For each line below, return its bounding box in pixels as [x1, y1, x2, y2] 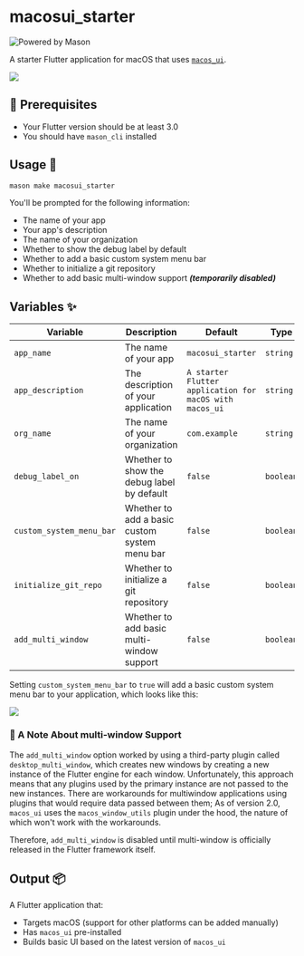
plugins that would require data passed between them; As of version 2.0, [9, 797, 280, 808]
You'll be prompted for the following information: [9, 198, 190, 208]
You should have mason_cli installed [22, 130, 157, 141]
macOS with [186, 394, 233, 405]
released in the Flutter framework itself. [9, 844, 157, 855]
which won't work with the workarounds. [9, 816, 161, 827]
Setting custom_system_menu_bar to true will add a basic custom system [9, 680, 274, 690]
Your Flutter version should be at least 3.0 [22, 121, 179, 132]
